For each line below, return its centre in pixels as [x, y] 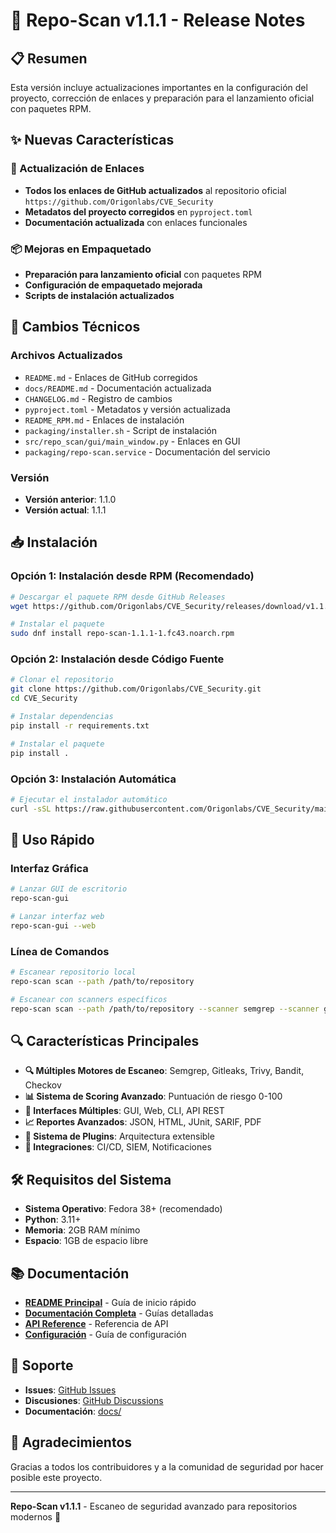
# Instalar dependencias [62, 717]
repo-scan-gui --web [53, 925]
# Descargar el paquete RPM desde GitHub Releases [118, 597]
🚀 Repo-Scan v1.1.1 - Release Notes [158, 20]
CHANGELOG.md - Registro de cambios [98, 398]
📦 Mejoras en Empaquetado [81, 249]
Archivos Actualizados [66, 356]
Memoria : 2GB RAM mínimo [82, 1230]
